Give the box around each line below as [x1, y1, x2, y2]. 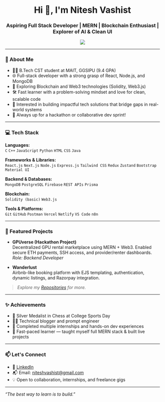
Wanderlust [12, 264, 37, 271]
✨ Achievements [5, 301, 46, 308]
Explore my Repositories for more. [17, 284, 86, 290]
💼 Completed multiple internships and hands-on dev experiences [12, 323, 144, 329]
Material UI [5, 167, 29, 172]
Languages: [5, 142, 30, 148]
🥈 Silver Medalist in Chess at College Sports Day [12, 313, 110, 319]
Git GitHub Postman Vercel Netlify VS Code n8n [5, 212, 98, 217]
